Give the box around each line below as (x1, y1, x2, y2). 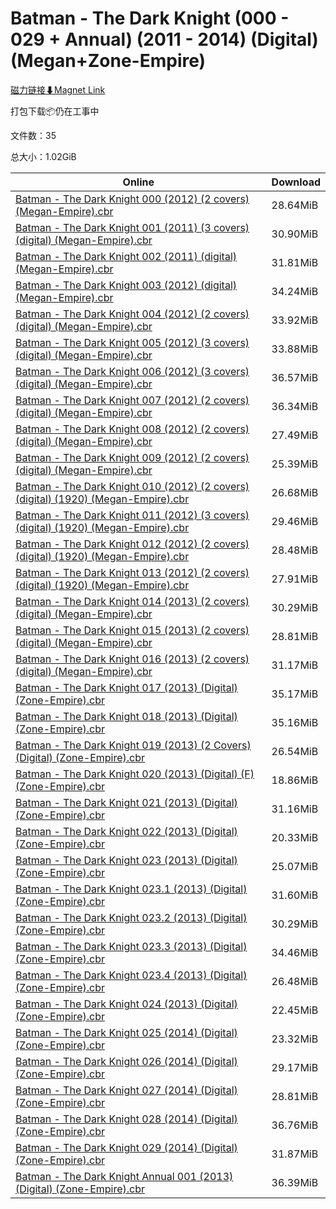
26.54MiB (271, 744, 319, 758)
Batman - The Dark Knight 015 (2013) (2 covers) (15, 623, 250, 637)
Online (122, 175, 155, 189)
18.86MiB (271, 773, 319, 787)
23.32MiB (271, 1032, 319, 1046)
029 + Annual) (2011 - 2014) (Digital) (10, 28, 319, 51)
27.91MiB (271, 572, 319, 586)
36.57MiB (271, 370, 319, 384)
